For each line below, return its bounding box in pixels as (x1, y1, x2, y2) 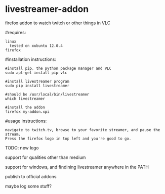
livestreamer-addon (5, 3, 89, 15)
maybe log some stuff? (5, 183, 52, 189)
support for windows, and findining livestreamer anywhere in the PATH (5, 164, 149, 170)
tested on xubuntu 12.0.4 (9, 43, 63, 48)
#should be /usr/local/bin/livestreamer (5, 92, 90, 97)
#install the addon (5, 105, 45, 110)
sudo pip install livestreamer (5, 83, 70, 88)
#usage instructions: (5, 118, 47, 124)
